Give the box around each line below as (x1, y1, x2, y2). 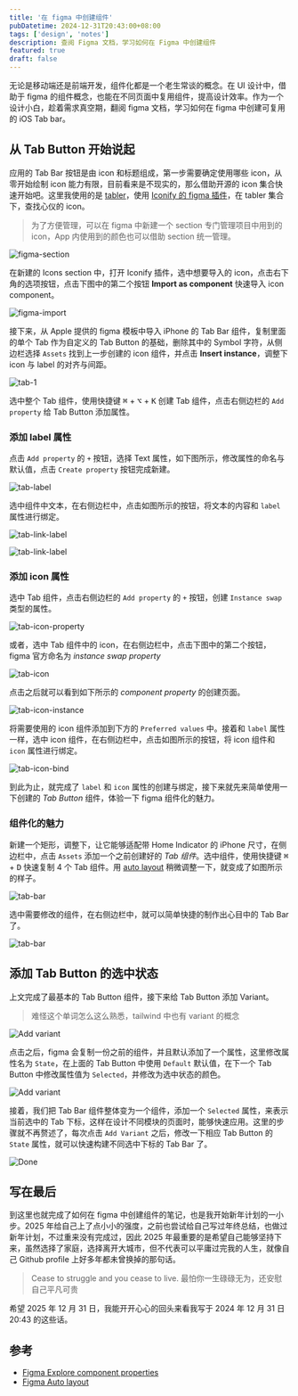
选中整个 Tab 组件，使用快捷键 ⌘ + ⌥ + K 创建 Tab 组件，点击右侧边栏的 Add (9, 395, 285, 406)
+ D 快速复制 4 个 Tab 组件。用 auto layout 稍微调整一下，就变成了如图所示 (9, 861, 283, 872)
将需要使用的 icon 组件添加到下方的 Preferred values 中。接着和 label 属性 (9, 723, 286, 734)
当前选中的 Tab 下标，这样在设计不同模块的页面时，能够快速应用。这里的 (9, 1116, 278, 1127)
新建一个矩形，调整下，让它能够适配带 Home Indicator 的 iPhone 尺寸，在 (9, 839, 279, 850)
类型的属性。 (9, 604, 56, 614)
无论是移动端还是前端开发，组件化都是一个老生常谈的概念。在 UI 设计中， (9, 80, 279, 90)
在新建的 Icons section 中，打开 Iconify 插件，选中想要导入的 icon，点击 (9, 267, 274, 277)
